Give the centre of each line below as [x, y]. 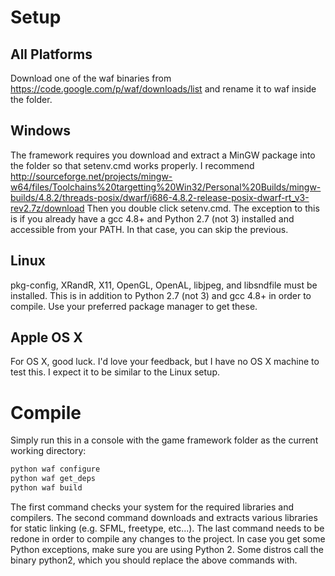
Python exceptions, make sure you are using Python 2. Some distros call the [167, 549]
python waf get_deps [53, 479]
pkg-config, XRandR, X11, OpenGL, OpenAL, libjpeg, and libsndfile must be [164, 285]
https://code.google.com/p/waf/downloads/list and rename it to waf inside [163, 89]
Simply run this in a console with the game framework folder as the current [164, 440]
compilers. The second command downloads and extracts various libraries [164, 517]
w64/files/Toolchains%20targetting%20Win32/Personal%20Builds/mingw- [166, 187]
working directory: [48, 451]
